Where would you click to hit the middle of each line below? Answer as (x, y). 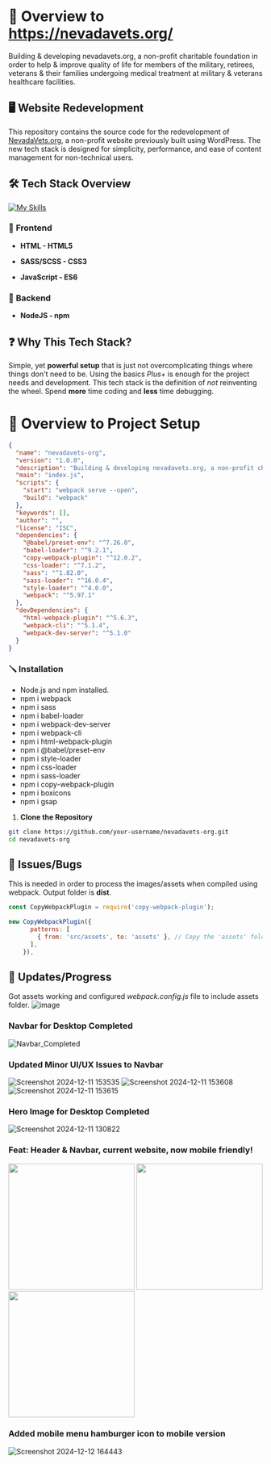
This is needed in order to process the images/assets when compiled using (133, 884)
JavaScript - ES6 (49, 277)
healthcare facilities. (42, 82)
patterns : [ (50, 929)
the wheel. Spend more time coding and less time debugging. (111, 391)
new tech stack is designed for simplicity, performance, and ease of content (135, 149)
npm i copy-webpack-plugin (67, 784)
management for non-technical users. (71, 157)
